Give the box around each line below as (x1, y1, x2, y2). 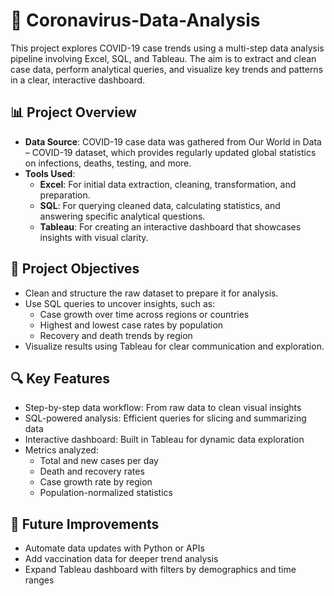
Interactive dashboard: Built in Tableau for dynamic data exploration (24, 434, 305, 446)
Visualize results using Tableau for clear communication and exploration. (24, 340, 325, 352)
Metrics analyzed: (24, 444, 99, 456)
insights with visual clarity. (39, 231, 149, 243)
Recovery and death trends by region (39, 329, 193, 341)
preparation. (39, 189, 91, 201)
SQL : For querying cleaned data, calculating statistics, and (39, 199, 281, 211)
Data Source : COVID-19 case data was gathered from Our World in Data (24, 135, 322, 148)
